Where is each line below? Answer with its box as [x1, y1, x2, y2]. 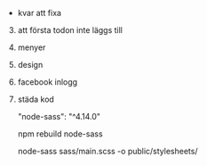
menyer [17, 42, 46, 53]
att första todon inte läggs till [17, 25, 123, 35]
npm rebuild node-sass [17, 128, 104, 139]
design [17, 60, 44, 70]
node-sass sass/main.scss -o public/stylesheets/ [17, 146, 198, 156]
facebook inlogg [17, 77, 78, 87]
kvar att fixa [17, 8, 62, 18]
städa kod [17, 94, 55, 104]
